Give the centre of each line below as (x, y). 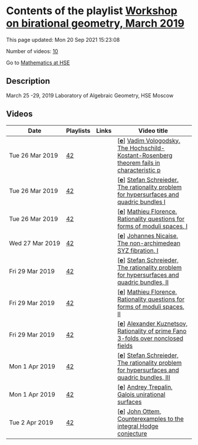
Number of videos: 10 (32, 51)
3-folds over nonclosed (151, 338)
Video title (153, 130)
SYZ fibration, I (138, 250)
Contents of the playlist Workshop (92, 11)
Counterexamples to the (151, 418)
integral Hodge (138, 426)
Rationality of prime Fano (152, 331)
